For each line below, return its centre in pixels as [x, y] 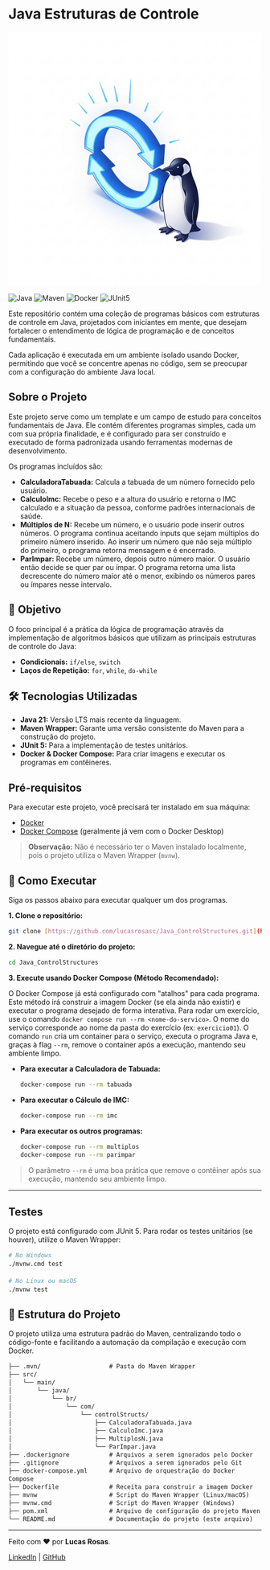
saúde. [31, 516]
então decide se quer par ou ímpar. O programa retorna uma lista [127, 567]
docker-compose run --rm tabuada [76, 1084]
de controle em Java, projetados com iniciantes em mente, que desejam [128, 322]
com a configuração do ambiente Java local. [82, 371]
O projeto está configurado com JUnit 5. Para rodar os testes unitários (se [131, 1232]
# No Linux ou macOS [43, 1281]
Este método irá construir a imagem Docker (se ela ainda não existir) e [125, 1002]
